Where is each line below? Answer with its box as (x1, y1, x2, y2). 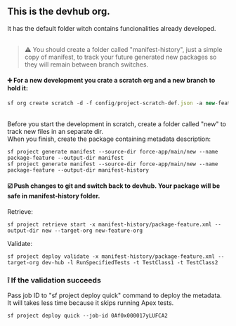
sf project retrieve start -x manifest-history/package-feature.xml (7, 221, 212, 229)
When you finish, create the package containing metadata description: (7, 135, 211, 143)
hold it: (7, 84, 28, 93)
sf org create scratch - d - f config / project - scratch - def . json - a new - (7, 100, 218, 107)
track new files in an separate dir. (7, 127, 104, 135)
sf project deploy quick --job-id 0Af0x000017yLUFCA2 (7, 312, 169, 320)
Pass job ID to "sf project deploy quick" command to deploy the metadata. (7, 291, 223, 300)
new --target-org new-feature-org (41, 227, 143, 234)
